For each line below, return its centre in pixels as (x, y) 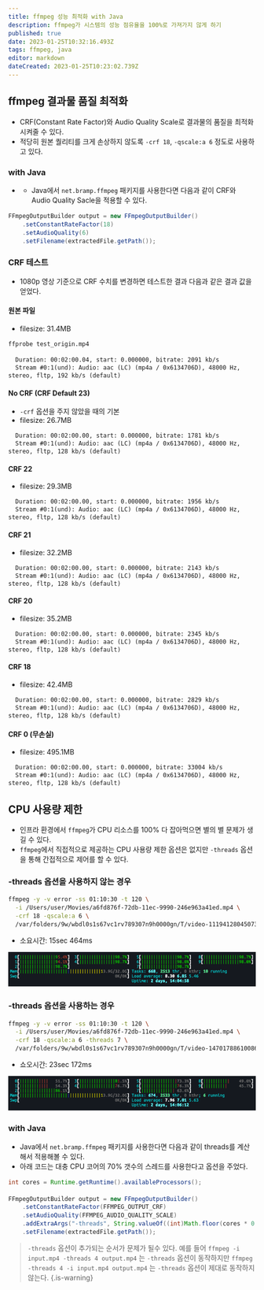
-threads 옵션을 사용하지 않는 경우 (70, 881)
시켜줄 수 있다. (42, 132)
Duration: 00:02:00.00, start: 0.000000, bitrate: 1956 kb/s (117, 502)
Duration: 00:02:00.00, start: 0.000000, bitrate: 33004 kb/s (119, 768)
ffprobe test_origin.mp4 (49, 344)
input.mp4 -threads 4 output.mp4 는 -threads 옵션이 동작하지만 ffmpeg (140, 1258)
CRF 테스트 (28, 262)
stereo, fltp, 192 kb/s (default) (65, 375)
